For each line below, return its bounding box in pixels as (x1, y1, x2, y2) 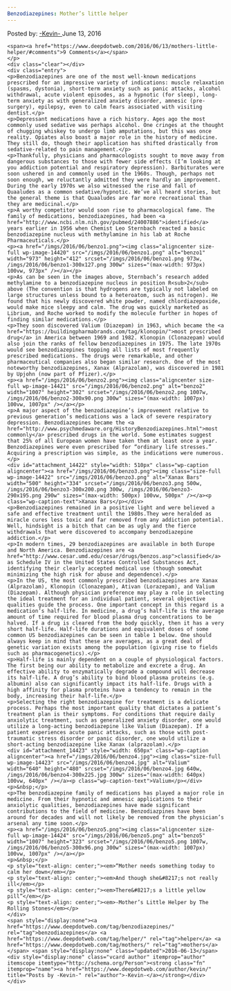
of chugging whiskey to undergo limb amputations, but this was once (7, 128, 212, 135)
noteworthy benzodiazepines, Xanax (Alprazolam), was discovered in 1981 (7, 364, 225, 371)
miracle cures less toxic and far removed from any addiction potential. (7, 516, 225, 523)
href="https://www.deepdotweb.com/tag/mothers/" (7, 941, 150, 948)
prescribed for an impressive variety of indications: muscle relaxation (7, 79, 225, 86)
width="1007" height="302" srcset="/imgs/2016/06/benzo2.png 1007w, (7, 389, 209, 396)
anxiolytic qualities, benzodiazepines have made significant (7, 802, 190, 808)
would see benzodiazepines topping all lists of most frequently (7, 346, 199, 353)
